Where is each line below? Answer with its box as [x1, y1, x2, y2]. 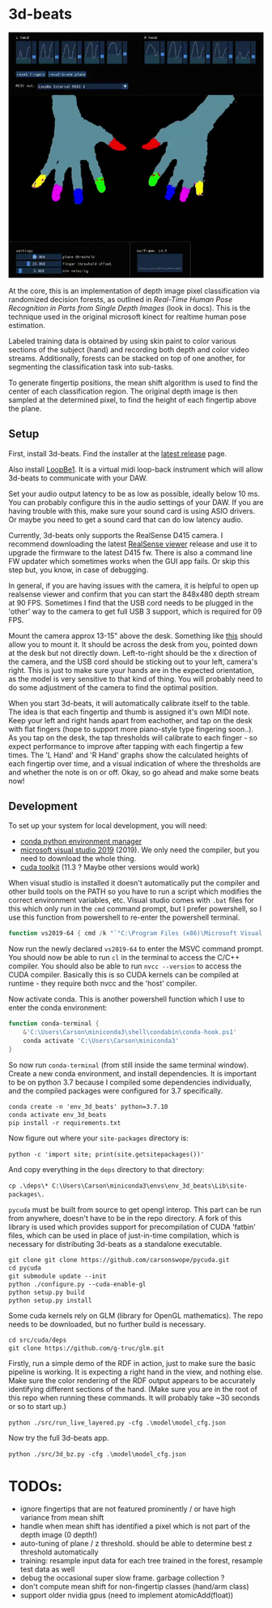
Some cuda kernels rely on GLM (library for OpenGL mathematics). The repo [8, 1310, 264, 1320]
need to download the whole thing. [19, 854, 137, 864]
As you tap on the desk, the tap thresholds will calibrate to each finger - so [8, 732, 257, 743]
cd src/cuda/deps [8, 1336, 67, 1344]
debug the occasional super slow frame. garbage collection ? [19, 1572, 225, 1583]
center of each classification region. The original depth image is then [8, 386, 238, 396]
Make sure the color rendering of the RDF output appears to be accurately [8, 1375, 256, 1385]
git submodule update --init [8, 1272, 107, 1280]
